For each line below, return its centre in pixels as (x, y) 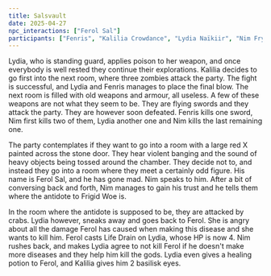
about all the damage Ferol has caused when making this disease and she (131, 229)
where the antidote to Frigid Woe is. (67, 196)
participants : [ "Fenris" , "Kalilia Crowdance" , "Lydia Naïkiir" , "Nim (129, 38)
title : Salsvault (38, 16)
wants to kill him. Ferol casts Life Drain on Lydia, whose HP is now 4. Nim (129, 237)
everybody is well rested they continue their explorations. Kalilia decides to (133, 70)
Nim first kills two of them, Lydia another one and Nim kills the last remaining (135, 121)
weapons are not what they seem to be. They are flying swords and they (129, 104)
